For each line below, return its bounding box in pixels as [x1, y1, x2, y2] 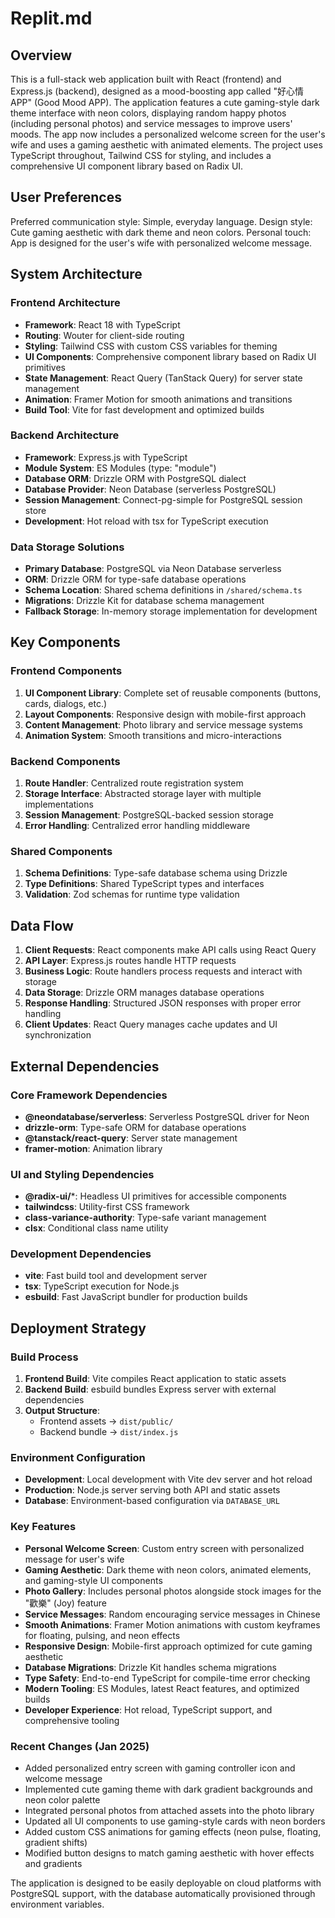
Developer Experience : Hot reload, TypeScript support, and [24, 1703, 273, 1716]
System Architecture [10, 266, 143, 283]
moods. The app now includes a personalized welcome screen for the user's [10, 128, 326, 140]
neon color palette [24, 1794, 101, 1806]
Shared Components [10, 845, 113, 858]
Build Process [10, 1350, 79, 1364]
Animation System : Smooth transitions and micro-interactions [24, 729, 282, 741]
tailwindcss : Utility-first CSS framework [24, 1201, 190, 1213]
